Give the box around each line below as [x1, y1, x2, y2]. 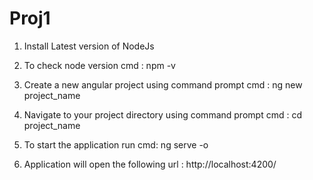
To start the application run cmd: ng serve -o [23, 138, 209, 151]
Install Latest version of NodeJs [23, 40, 155, 52]
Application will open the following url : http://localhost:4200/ [23, 158, 277, 170]
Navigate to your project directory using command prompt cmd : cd [23, 108, 302, 121]
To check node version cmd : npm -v [23, 59, 176, 71]
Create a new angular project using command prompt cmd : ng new [23, 78, 303, 91]
